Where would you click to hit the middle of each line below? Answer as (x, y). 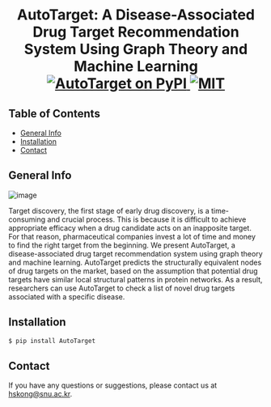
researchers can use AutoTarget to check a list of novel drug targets (122, 288)
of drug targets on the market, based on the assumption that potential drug (133, 271)
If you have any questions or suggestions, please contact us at (113, 385)
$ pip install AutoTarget (52, 341)
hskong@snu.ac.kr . (40, 394)
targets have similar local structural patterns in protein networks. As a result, (135, 279)
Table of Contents (55, 114)
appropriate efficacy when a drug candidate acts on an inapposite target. (130, 227)
